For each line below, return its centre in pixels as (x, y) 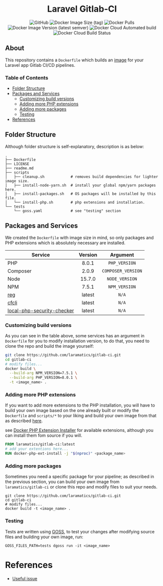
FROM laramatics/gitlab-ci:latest (40, 445)
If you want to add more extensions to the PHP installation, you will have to (80, 405)
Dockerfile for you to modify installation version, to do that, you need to (77, 341)
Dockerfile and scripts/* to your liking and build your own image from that (81, 416)
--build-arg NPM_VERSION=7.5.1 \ (43, 373)
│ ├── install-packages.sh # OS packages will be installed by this (81, 194)
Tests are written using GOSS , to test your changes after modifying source (80, 531)
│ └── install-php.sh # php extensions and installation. (75, 202)
